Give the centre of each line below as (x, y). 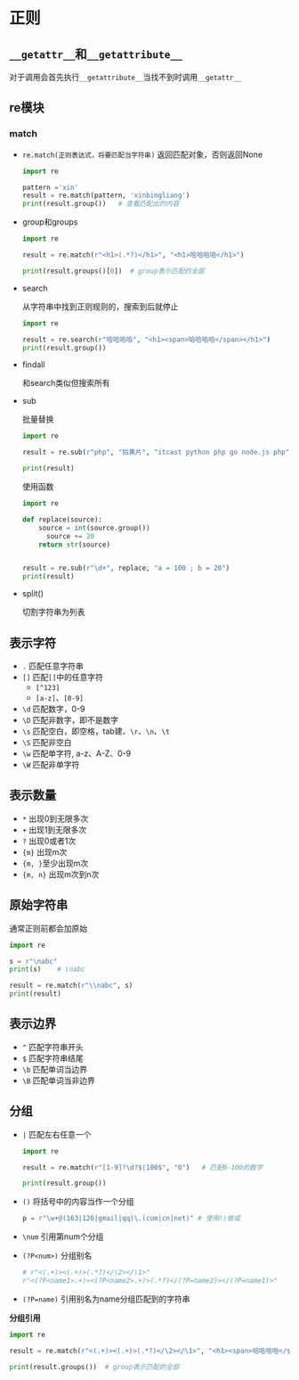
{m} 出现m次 (44, 851)
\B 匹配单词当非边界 (59, 1080)
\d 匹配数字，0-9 (54, 709)
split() (33, 594)
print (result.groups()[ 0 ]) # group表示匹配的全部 (113, 271)
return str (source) (75, 545)
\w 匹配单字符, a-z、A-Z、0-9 (77, 753)
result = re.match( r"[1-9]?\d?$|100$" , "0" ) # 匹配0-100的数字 (142, 1167)
